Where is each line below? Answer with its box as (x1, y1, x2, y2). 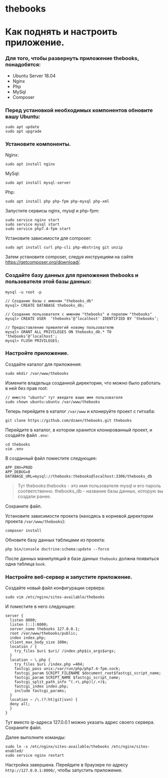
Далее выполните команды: (5, 735, 66, 741)
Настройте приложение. (5, 350, 69, 357)
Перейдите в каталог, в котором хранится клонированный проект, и (5, 427, 152, 433)
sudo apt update (5, 124, 39, 129)
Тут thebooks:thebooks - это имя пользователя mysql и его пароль (17, 482, 161, 488)
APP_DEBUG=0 (5, 469, 30, 474)
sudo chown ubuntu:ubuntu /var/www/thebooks (5, 399, 100, 404)
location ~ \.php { (10, 657, 51, 662)
